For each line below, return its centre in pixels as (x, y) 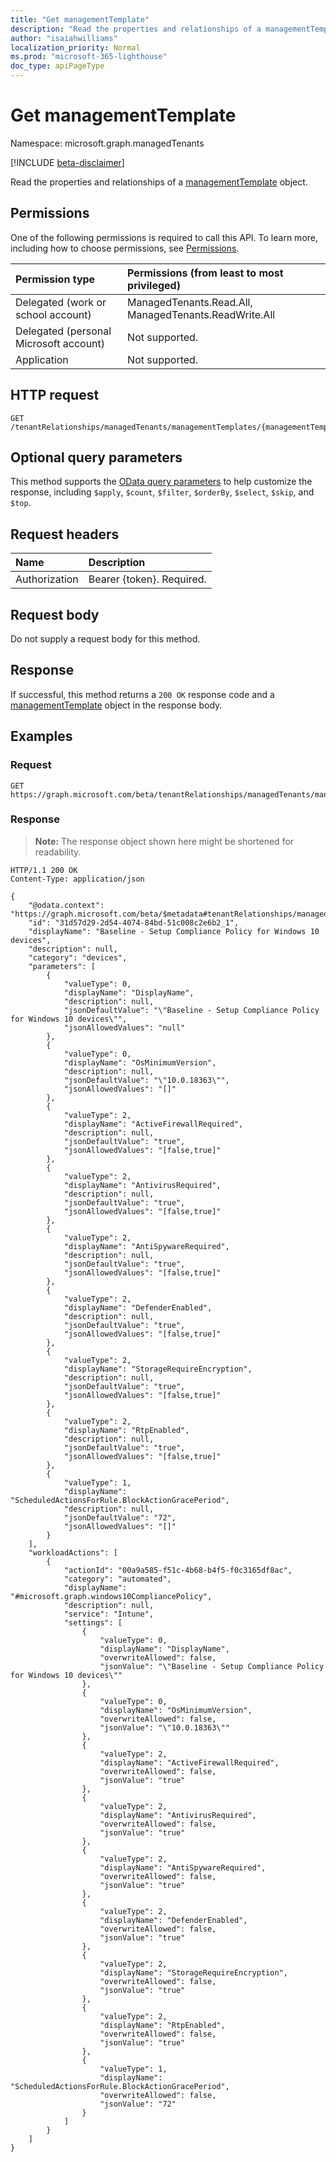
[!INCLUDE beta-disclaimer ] (67, 162)
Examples (41, 736)
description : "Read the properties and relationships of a (136, 29)
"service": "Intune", (109, 1614)
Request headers (65, 534)
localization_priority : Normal (75, 47)
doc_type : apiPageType (57, 66)
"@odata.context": (66, 905)
